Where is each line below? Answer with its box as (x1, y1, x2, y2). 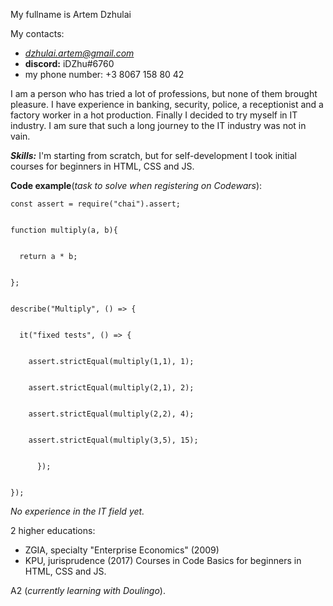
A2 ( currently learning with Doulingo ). (10, 585, 166, 596)
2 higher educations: (10, 525, 96, 536)
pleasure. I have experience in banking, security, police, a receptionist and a (10, 99, 324, 110)
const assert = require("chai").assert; (10, 199, 182, 209)
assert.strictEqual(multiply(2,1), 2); (28, 383, 195, 393)
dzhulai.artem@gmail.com (24, 47, 135, 59)
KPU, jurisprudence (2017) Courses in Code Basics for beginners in (24, 555, 302, 566)
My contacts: (10, 28, 65, 39)
